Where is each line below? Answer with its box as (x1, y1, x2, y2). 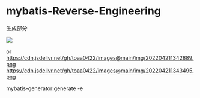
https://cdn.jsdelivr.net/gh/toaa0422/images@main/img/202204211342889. (6, 54, 194, 61)
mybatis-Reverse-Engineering (6, 4, 161, 18)
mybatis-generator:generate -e (6, 85, 83, 92)
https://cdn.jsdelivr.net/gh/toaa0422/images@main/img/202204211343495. (6, 67, 194, 74)
